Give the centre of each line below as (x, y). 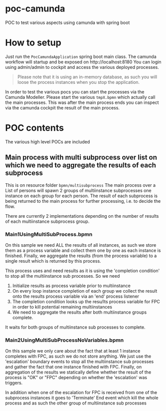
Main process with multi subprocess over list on (81, 158)
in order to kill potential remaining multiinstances (62, 307)
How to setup (33, 43)
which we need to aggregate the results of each (81, 165)
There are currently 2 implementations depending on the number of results (82, 216)
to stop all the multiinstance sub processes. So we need (63, 276)
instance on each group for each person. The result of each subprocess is (82, 196)
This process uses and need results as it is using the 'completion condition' (83, 271)
